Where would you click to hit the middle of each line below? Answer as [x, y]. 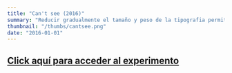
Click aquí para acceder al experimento [93, 60]
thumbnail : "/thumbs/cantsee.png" [57, 26]
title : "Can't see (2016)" [46, 13]
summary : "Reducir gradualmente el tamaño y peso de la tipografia [106, 20]
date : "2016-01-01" [35, 33]
